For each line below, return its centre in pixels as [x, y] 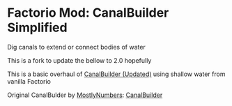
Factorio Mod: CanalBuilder [88, 13]
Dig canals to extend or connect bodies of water [77, 47]
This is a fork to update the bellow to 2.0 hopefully [79, 60]
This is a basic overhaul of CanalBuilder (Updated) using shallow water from [116, 74]
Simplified [37, 28]
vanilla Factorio [29, 81]
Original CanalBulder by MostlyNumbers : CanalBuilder [85, 95]
